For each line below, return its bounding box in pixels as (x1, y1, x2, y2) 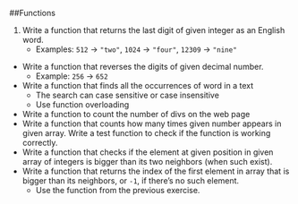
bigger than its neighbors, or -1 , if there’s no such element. (21, 175, 240, 186)
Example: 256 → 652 (35, 71, 109, 81)
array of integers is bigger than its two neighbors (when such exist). (21, 157, 273, 166)
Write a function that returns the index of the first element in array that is (21, 166, 290, 176)
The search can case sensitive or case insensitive (35, 89, 219, 100)
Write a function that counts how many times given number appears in (21, 118, 282, 129)
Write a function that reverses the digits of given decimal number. (21, 62, 264, 72)
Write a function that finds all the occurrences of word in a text (21, 81, 254, 90)
